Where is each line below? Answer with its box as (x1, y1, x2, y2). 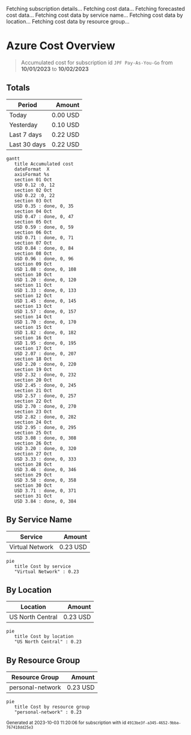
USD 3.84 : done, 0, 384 (14, 498, 77, 504)
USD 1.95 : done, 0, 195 (14, 340, 77, 346)
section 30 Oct (14, 482, 52, 489)
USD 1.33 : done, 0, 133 (14, 287, 77, 293)
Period (17, 101, 37, 109)
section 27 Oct (14, 451, 52, 457)
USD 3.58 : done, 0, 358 (14, 477, 77, 483)
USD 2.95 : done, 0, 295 (14, 424, 77, 430)
